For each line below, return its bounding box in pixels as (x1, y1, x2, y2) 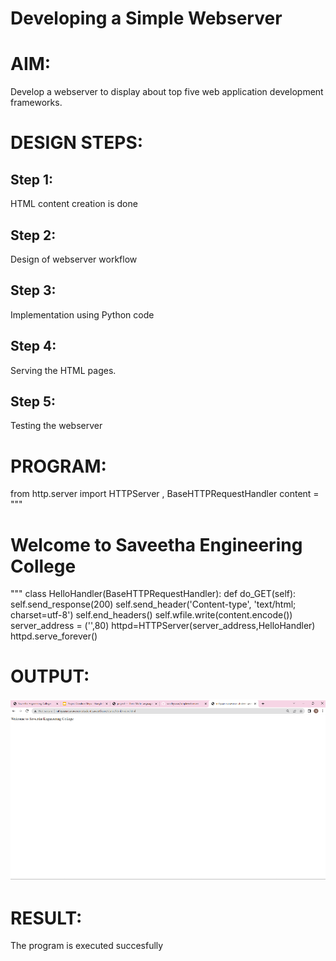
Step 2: (10, 227, 57, 244)
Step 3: (10, 282, 57, 299)
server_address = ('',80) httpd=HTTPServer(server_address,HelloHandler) (10, 620, 316, 632)
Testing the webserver (10, 420, 103, 432)
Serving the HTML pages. (10, 364, 117, 376)
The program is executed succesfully (10, 940, 164, 952)
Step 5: (10, 393, 57, 410)
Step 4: (10, 338, 57, 355)
